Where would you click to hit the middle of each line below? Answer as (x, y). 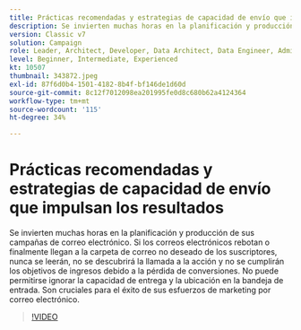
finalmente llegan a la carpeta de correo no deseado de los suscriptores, (143, 252)
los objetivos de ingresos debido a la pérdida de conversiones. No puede (144, 271)
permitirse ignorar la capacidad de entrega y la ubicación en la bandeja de (146, 281)
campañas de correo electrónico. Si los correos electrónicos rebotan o (140, 242)
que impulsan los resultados (116, 208)
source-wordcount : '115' (56, 109)
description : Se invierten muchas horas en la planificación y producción (152, 26)
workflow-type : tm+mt (50, 101)
